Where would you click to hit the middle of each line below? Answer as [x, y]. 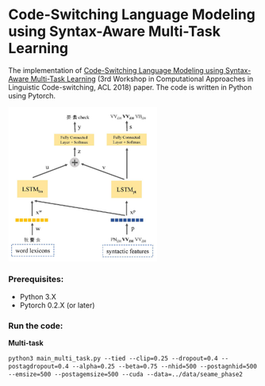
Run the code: [36, 326]
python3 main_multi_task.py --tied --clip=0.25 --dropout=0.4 [113, 359]
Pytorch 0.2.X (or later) [57, 305]
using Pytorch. [32, 95]
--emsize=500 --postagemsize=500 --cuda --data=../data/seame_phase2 [126, 375]
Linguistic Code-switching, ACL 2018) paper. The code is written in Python [130, 87]
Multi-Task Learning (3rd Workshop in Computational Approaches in [142, 79]
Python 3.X [38, 296]
